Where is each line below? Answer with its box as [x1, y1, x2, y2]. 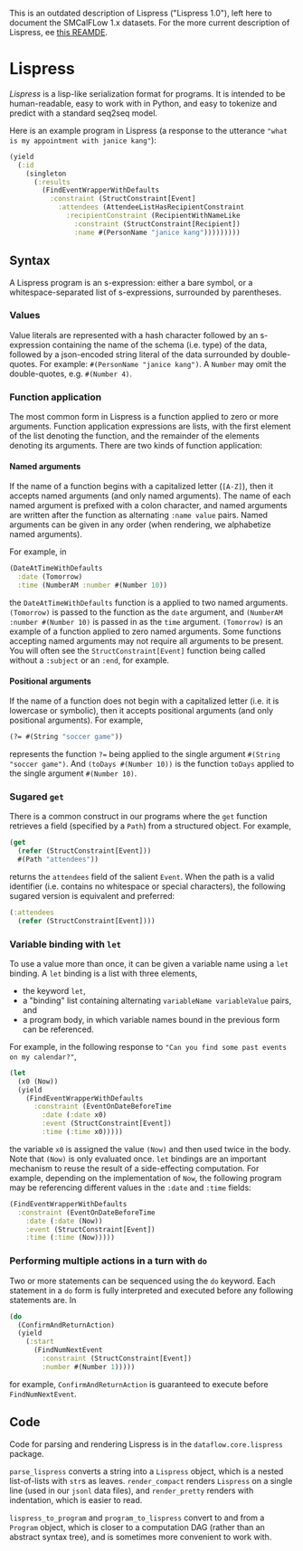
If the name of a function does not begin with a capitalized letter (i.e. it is [9, 695, 279, 706]
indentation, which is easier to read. [9, 1494, 143, 1505]
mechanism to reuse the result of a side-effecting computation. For [9, 1162, 260, 1174]
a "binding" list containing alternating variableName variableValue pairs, [22, 995, 292, 1006]
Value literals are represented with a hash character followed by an [9, 329, 259, 340]
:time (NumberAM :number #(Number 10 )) [17, 581, 168, 591]
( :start [25, 1338, 54, 1347]
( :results [33, 177, 71, 186]
